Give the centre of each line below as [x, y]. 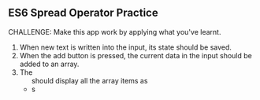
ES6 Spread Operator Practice [84, 13]
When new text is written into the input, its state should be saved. [126, 47]
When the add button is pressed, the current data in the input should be [136, 55]
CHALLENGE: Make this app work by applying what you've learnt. [115, 31]
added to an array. [49, 64]
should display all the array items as [89, 80]
